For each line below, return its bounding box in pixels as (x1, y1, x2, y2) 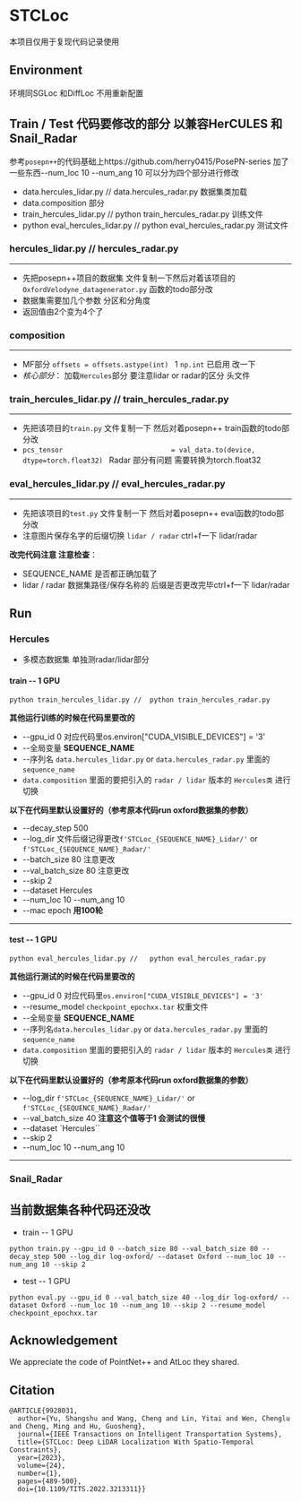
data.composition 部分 (21, 197, 105, 208)
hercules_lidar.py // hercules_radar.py (9, 243, 179, 255)
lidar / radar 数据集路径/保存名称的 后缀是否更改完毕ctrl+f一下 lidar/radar (21, 579, 290, 590)
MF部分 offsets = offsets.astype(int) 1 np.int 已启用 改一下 (21, 359, 256, 370)
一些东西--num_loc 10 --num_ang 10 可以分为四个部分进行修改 (9, 167, 239, 177)
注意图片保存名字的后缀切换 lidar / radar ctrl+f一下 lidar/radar (21, 530, 258, 540)
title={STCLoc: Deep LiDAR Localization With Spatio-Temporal (17, 1437, 254, 1447)
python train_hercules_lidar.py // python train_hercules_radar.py (9, 695, 271, 704)
